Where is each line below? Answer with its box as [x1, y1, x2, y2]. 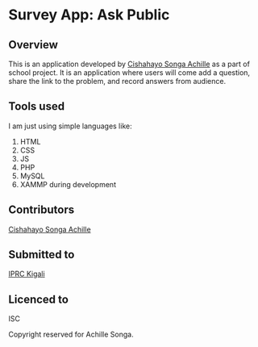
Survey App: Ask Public [8, 6, 170, 24]
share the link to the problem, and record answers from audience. [8, 77, 227, 86]
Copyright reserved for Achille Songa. [8, 329, 135, 340]
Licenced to [8, 292, 69, 306]
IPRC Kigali [8, 269, 46, 279]
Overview [8, 38, 59, 52]
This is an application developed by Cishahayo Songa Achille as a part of [8, 59, 250, 69]
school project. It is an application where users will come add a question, [8, 68, 251, 77]
